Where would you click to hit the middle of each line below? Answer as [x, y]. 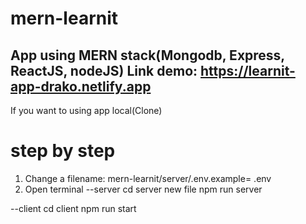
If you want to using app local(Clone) [86, 110]
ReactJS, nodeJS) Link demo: [104, 70]
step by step [63, 151]
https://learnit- [248, 70]
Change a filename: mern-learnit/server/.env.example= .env [148, 178]
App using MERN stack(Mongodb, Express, [147, 55]
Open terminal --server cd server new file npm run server [143, 189]
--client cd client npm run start [73, 208]
